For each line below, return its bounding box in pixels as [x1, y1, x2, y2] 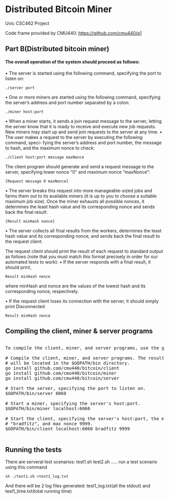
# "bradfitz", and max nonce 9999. [5, 421, 93, 427]
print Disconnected [5, 303, 45, 309]
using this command [5, 464, 48, 470]
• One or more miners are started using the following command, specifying [5, 94, 161, 100]
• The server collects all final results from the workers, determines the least [5, 227, 162, 233]
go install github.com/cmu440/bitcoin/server [5, 375, 120, 381]
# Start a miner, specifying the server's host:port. [5, 401, 141, 407]
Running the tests [5, 445, 62, 454]
